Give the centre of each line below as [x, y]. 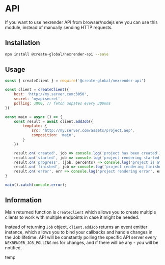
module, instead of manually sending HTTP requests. [59, 27]
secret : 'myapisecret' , [38, 99]
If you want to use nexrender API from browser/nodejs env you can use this [82, 22]
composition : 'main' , [54, 135]
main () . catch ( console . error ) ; [36, 185]
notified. [14, 248]
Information [24, 200]
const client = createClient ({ [37, 90]
